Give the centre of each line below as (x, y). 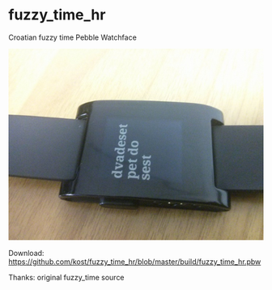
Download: (26, 253)
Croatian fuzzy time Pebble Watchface (73, 37)
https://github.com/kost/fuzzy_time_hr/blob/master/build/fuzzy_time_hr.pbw (135, 262)
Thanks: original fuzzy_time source (66, 277)
